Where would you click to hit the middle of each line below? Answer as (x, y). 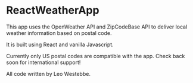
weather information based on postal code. (59, 33)
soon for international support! (43, 62)
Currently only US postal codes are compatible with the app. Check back (96, 56)
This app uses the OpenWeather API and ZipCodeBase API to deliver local (97, 27)
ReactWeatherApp (53, 10)
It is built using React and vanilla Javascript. (60, 44)
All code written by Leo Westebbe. (49, 74)
